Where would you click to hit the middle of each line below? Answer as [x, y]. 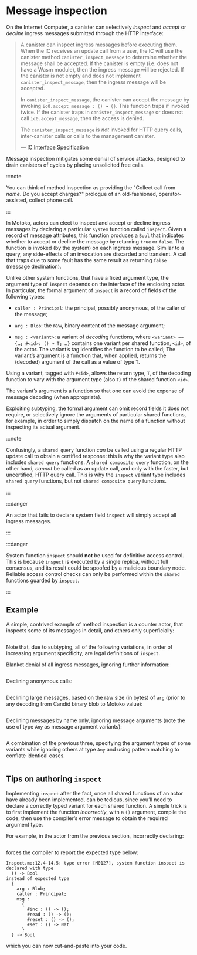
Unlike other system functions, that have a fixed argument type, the [87, 277]
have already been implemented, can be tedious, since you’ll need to [89, 800]
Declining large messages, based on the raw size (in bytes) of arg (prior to [96, 697]
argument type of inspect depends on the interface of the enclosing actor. [96, 284]
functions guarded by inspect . [43, 580]
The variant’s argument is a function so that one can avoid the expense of [95, 391]
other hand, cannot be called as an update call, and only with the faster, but [97, 468]
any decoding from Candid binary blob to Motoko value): [74, 704]
